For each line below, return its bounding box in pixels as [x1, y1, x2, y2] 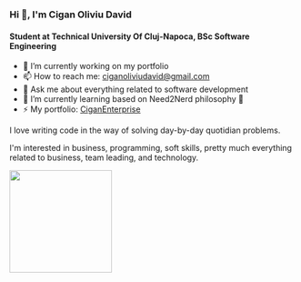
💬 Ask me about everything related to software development [22, 84, 248, 95]
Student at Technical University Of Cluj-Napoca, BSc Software [9, 31, 250, 42]
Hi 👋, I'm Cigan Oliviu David [9, 8, 132, 21]
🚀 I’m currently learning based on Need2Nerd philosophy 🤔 [22, 94, 244, 105]
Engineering [9, 40, 57, 51]
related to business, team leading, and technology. [9, 152, 199, 163]
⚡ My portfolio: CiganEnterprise [22, 104, 141, 115]
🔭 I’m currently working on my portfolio [22, 61, 169, 72]
